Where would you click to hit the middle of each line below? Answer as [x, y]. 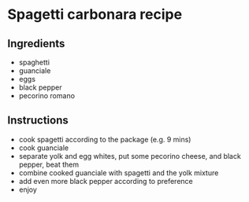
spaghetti [34, 62]
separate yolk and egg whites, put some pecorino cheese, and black [130, 156]
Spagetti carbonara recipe [95, 15]
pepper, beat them [49, 164]
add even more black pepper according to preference [106, 181]
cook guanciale [44, 148]
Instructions [38, 121]
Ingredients [36, 44]
